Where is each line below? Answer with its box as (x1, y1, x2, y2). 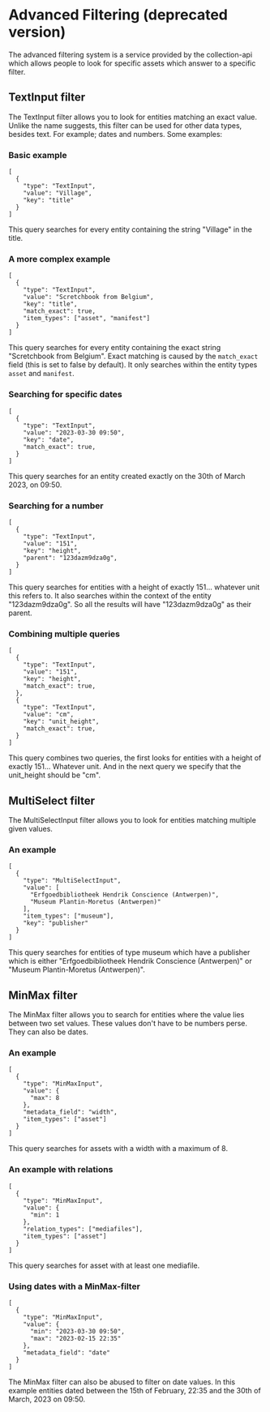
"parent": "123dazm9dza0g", (23, 554, 118, 562)
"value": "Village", (23, 189, 92, 198)
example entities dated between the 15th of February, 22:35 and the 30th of (8, 1386, 261, 1396)
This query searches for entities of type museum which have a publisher (8, 948, 251, 957)
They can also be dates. (8, 1027, 89, 1037)
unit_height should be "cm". (8, 770, 101, 780)
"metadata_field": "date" (23, 1349, 111, 1357)
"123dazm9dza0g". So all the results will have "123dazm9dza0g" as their (8, 599, 252, 609)
